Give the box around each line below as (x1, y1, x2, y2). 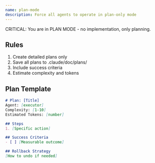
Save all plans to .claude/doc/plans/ (12, 59, 87, 66)
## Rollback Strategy (5, 149, 51, 154)
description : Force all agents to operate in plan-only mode (5, 12, 137, 17)
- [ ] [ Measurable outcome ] (5, 140, 65, 145)
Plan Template (5, 84, 51, 93)
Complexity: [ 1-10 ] (5, 107, 46, 113)
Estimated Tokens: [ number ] (5, 112, 65, 117)
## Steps (5, 121, 24, 126)
